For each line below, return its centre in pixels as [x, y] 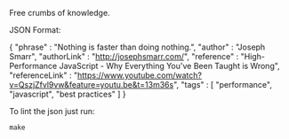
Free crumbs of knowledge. [60, 13]
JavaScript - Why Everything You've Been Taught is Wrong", [169, 66]
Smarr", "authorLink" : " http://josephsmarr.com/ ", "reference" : [124, 56]
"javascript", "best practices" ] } [68, 94]
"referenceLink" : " [44, 75]
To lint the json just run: [52, 111]
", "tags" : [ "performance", [223, 85]
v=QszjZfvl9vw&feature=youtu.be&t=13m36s [92, 85]
